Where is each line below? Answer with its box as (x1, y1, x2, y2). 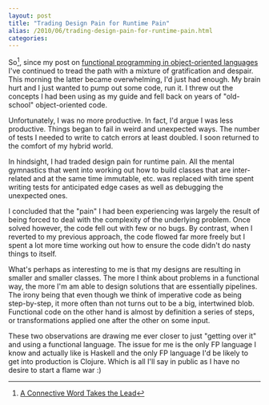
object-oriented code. (35, 99, 108, 109)
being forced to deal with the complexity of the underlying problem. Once (8, 214, 251, 225)
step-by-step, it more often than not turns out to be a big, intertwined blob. (8, 298, 255, 308)
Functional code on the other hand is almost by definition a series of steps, (8, 306, 255, 317)
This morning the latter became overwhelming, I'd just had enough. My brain (8, 74, 261, 84)
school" (8, 99, 34, 109)
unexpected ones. (8, 190, 68, 200)
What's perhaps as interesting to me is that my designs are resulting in (8, 264, 241, 273)
